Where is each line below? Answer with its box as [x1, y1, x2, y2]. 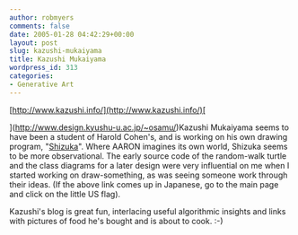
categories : [9, 72, 54, 81]
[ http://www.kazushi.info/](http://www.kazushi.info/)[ [9, 104, 206, 115]
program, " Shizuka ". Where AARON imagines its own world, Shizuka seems [9, 141, 288, 152]
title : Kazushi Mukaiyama [9, 55, 106, 64]
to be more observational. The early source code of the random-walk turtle [9, 150, 287, 161]
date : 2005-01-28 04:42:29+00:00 [9, 30, 135, 39]
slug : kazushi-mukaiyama [9, 47, 102, 56]
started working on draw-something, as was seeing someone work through [9, 170, 288, 180]
